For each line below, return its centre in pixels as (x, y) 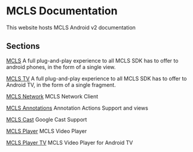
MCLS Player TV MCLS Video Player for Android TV (70, 142)
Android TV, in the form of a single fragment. (61, 85)
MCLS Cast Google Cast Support (47, 119)
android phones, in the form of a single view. (61, 67)
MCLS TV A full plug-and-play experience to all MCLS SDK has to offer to (96, 78)
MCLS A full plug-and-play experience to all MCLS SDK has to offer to (92, 60)
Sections (23, 46)
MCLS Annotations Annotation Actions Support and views (77, 108)
